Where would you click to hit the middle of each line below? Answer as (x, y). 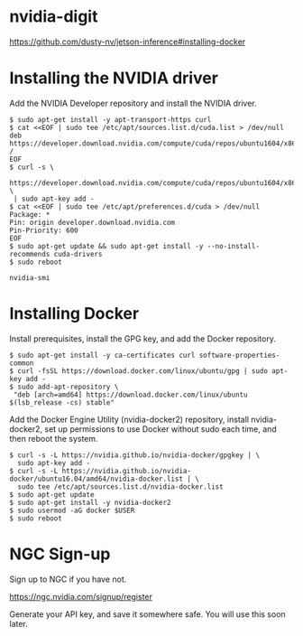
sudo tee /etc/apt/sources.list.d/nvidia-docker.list (120, 486)
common (22, 363)
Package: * (30, 214)
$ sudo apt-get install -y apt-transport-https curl (110, 119)
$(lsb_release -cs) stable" (62, 402)
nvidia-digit (54, 17)
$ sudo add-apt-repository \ (64, 387)
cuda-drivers (78, 254)
